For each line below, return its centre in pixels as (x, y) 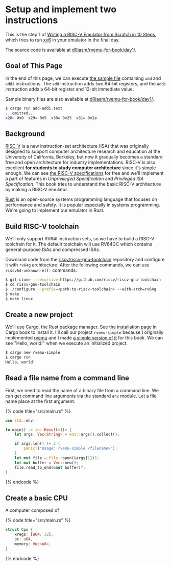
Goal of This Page (34, 66)
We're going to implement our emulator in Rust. (55, 210)
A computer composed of (32, 510)
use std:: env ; (20, 420)
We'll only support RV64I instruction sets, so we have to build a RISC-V (80, 239)
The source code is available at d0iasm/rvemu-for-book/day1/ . (71, 50)
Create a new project (39, 315)
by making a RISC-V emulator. (37, 190)
